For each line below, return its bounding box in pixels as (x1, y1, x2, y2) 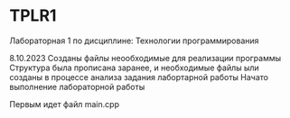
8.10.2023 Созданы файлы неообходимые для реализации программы (9, 52, 282, 63)
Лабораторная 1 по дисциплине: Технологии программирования (9, 35, 259, 46)
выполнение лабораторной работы (9, 81, 145, 92)
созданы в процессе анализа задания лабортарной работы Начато (9, 71, 269, 82)
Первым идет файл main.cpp (9, 98, 120, 109)
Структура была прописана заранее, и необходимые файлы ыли (9, 62, 259, 73)
